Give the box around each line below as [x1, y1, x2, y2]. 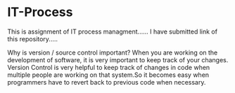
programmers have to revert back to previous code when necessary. [7, 78, 206, 86]
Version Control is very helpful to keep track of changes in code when [7, 63, 210, 71]
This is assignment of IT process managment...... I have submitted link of [7, 27, 218, 36]
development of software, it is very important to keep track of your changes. [7, 55, 229, 64]
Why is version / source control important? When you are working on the [7, 48, 218, 57]
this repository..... [7, 34, 58, 43]
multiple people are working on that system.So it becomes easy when [7, 71, 210, 79]
